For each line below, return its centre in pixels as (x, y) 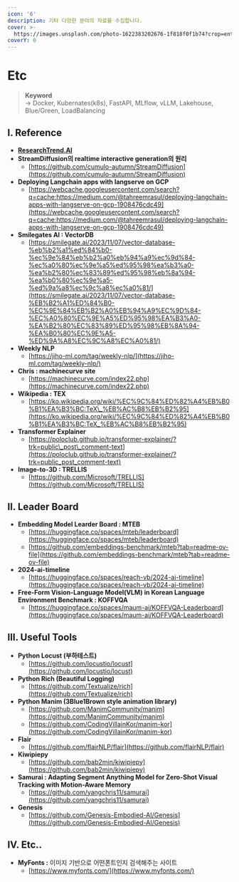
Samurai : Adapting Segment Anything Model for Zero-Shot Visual (118, 777)
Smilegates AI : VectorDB (55, 234)
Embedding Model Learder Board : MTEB (79, 524)
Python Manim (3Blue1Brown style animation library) (97, 701)
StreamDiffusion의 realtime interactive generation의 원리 (102, 158)
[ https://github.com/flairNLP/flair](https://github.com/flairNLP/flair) (126, 747)
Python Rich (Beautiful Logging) (66, 678)
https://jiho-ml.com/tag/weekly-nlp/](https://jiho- (102, 356)
